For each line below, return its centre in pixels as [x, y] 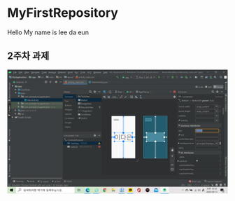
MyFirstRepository [63, 13]
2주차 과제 [28, 56]
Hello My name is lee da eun [48, 32]
